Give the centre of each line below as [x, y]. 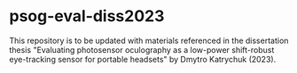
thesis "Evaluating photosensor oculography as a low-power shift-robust [142, 49]
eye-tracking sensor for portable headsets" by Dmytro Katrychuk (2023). [143, 59]
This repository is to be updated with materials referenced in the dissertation [149, 40]
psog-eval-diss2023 [87, 16]
